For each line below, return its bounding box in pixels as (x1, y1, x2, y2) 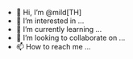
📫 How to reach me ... (15, 42, 91, 51)
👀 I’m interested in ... (15, 16, 85, 26)
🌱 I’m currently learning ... (15, 25, 102, 33)
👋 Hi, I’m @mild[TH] (15, 8, 82, 17)
